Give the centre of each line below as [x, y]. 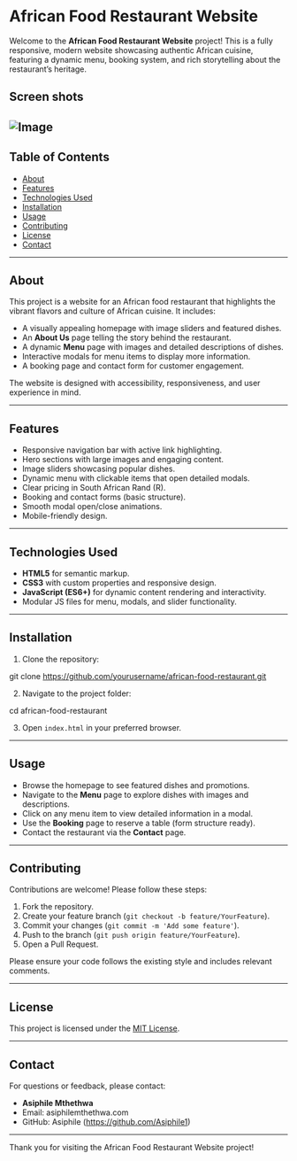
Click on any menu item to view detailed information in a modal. [137, 813]
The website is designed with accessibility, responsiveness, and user [135, 383]
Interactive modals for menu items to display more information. [136, 357]
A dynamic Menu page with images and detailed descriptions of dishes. [153, 347]
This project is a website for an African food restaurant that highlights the [142, 302]
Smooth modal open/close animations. [92, 507]
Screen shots [46, 97]
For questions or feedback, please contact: [88, 1086]
